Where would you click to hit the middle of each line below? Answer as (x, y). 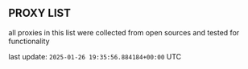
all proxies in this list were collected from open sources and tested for (124, 32)
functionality (29, 41)
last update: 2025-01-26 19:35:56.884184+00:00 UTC (95, 56)
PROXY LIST (39, 13)
